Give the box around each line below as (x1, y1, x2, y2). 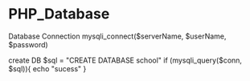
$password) (8, 39, 48, 49)
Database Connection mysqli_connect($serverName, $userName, (8, 31, 227, 41)
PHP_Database (8, 5, 110, 23)
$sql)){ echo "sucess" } (8, 63, 87, 73)
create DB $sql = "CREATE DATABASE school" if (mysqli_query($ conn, (8, 55, 243, 65)
